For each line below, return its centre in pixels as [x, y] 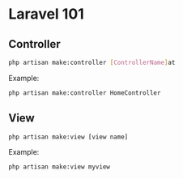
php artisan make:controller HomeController [85, 93]
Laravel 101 [47, 14]
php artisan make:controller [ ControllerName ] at [92, 62]
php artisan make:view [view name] [68, 137]
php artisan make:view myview [60, 167]
